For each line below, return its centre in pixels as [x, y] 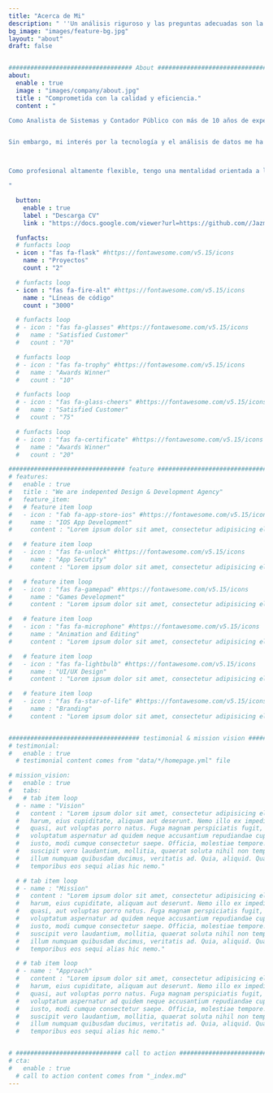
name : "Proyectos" [56, 261]
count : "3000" [49, 306]
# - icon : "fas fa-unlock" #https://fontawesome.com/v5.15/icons [127, 552]
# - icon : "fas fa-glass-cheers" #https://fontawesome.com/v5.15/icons [141, 402]
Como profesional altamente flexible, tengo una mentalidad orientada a [134, 171]
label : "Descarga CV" [61, 215]
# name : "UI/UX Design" [58, 671]
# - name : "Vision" [50, 805]
